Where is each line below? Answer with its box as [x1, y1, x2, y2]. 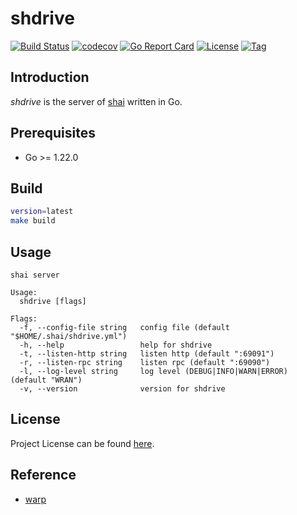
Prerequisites [10, 125, 96, 142]
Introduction [10, 69, 90, 86]
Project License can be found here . [10, 437, 155, 449]
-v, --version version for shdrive [19, 383, 226, 394]
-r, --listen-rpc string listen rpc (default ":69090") [19, 357, 271, 367]
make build [10, 216, 56, 226]
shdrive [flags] [19, 296, 87, 306]
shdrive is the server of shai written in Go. [10, 95, 183, 107]
